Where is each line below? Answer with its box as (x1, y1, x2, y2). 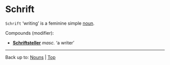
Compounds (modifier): (5, 30, 54, 36)
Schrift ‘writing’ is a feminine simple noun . (5, 20, 95, 26)
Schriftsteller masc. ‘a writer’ (12, 39, 74, 46)
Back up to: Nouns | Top (5, 54, 56, 60)
